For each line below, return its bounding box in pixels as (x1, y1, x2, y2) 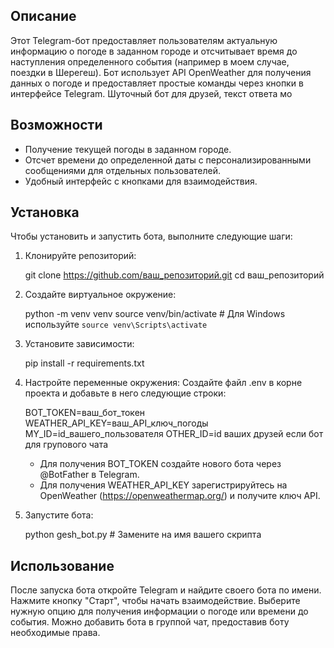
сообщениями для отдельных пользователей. (24, 164, 221, 176)
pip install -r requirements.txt (24, 357, 145, 369)
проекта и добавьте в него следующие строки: (24, 387, 227, 399)
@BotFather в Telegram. (39, 469, 140, 481)
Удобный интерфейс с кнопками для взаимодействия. (24, 175, 258, 187)
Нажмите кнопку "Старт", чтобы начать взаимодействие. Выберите (10, 595, 301, 607)
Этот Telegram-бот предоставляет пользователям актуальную (10, 34, 278, 46)
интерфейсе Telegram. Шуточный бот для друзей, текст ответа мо (10, 87, 293, 99)
